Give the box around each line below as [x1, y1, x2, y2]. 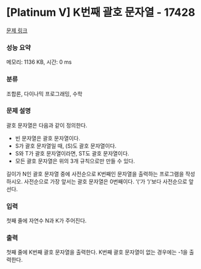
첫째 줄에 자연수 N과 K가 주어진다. [6, 217, 87, 225]
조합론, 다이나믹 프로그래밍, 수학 [6, 90, 83, 97]
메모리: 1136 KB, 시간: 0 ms [6, 58, 72, 66]
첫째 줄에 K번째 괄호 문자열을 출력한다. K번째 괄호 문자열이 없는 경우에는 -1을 [6, 248, 188, 256]
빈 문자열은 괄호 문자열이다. [15, 134, 81, 141]
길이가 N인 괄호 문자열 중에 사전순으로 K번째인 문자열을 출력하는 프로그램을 [6, 170, 184, 177]
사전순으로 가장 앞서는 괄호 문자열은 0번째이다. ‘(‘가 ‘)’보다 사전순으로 [24, 177, 188, 185]
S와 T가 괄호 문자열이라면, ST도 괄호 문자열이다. [15, 149, 129, 157]
